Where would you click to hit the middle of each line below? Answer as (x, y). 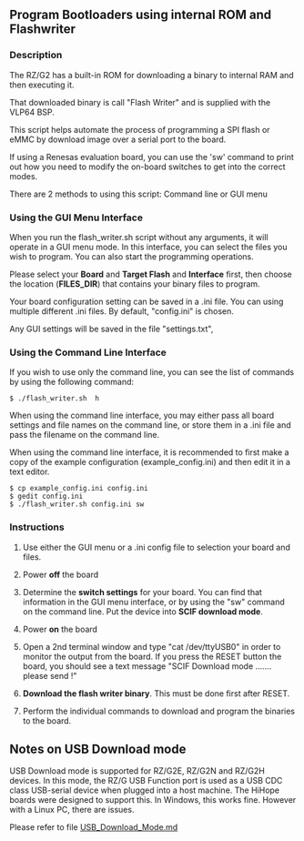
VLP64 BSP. (32, 112)
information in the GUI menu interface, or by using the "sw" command (153, 602)
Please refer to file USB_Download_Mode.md (94, 827)
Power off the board (61, 574)
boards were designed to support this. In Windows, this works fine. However (153, 800)
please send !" (50, 675)
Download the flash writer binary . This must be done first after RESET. (156, 693)
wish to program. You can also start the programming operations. (132, 256)
